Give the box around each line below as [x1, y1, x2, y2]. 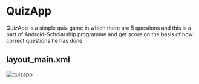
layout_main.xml [6, 54, 71, 65]
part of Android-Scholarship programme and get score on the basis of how [6, 30, 193, 37]
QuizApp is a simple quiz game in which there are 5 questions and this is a [6, 24, 192, 31]
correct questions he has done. [6, 37, 85, 44]
